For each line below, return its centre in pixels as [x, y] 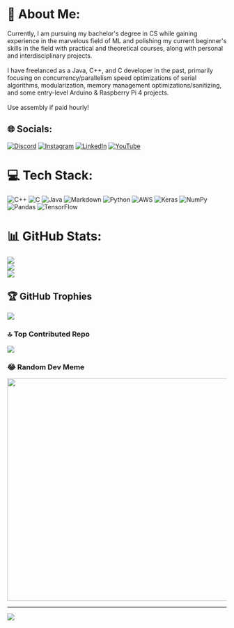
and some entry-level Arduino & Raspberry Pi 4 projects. [88, 92]
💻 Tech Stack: [50, 175]
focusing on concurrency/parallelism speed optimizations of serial [102, 78]
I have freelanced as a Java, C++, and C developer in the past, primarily [110, 70]
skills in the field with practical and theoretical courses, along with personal [115, 48]
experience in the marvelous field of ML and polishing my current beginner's [117, 40]
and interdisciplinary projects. [50, 56]
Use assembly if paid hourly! [48, 107]
